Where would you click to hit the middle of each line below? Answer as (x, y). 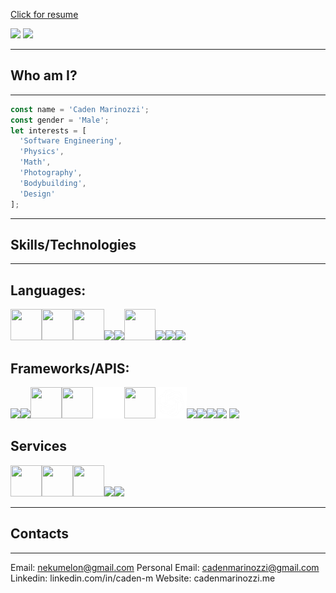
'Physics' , (42, 152)
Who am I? (44, 75)
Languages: (48, 290)
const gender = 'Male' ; (60, 120)
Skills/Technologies (73, 244)
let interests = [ (48, 130)
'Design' (37, 194)
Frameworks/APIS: (70, 368)
